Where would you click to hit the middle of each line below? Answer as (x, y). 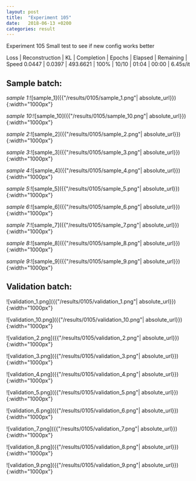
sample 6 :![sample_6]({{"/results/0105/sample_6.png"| (74, 207)
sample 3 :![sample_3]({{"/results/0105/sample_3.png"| (74, 153)
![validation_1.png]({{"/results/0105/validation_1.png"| (72, 301)
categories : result (31, 29)
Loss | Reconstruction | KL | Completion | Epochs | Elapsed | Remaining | (97, 58)
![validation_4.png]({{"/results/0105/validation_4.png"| (73, 374)
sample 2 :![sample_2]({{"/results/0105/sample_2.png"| (74, 134)
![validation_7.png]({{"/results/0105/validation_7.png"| (73, 428)
